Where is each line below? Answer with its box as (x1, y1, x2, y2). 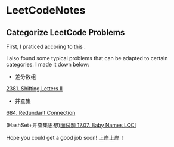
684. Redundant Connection (6, 110, 76, 116)
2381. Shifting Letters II (6, 85, 63, 92)
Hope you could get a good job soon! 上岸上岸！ (6, 135, 125, 141)
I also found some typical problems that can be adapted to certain (6, 55, 168, 61)
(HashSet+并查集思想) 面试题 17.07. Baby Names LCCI (6, 121, 136, 129)
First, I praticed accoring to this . (6, 43, 86, 50)
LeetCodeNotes (6, 4, 86, 17)
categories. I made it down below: (6, 61, 89, 68)
